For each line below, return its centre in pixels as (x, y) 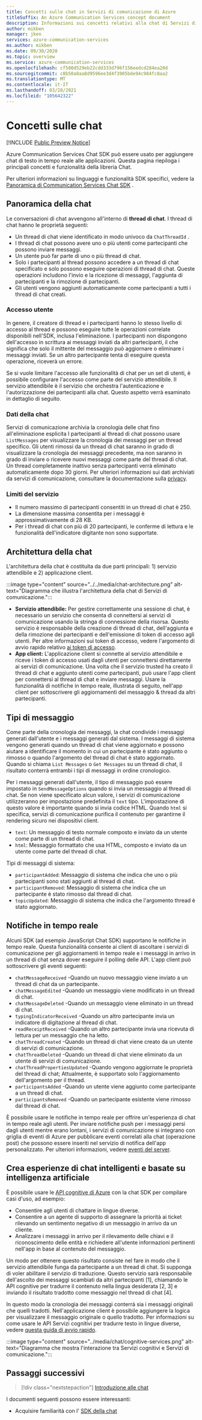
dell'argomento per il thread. (50, 1080)
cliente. (24, 1230)
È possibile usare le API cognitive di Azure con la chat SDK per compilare (97, 1192)
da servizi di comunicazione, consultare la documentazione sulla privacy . (97, 479)
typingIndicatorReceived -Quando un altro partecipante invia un (95, 1016)
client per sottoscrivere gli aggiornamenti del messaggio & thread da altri (105, 692)
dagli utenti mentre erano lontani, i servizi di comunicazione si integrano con (101, 1130)
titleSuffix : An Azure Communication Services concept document (88, 17)
